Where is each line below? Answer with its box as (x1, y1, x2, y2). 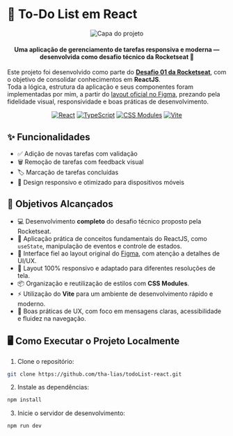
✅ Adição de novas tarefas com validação (17, 149, 138, 158)
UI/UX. (17, 256, 37, 265)
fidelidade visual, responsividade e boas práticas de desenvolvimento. (7, 97, 209, 106)
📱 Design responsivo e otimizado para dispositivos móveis (17, 178, 184, 186)
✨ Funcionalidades (7, 131, 90, 143)
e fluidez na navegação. (17, 314, 86, 322)
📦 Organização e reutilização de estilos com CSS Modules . (17, 279, 190, 287)
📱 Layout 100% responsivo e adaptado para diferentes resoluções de (17, 264, 216, 272)
